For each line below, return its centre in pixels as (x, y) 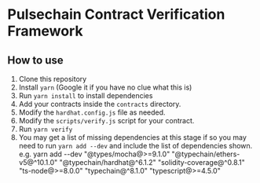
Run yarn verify (46, 129)
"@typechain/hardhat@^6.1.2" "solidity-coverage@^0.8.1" (152, 162)
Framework (45, 31)
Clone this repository (53, 79)
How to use (35, 60)
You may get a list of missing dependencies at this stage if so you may (132, 137)
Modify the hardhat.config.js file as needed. (92, 112)
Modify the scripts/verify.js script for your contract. (106, 121)
